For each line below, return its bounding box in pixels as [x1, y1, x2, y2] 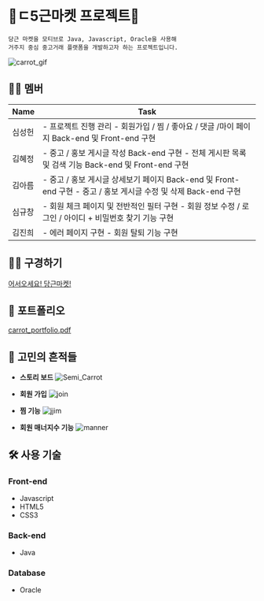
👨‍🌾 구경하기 [8, 257, 63, 270]
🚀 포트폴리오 [8, 304, 65, 317]
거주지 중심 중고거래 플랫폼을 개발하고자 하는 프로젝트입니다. [8, 43, 178, 51]
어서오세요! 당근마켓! [8, 279, 71, 288]
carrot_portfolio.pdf [8, 325, 71, 335]
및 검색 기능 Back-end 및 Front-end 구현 [42, 159, 189, 170]
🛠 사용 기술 [8, 448, 61, 462]
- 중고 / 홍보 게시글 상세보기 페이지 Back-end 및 [42, 174, 214, 185]
